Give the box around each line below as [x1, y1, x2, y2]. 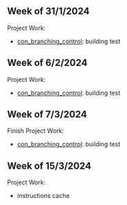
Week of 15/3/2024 [7, 160, 91, 171]
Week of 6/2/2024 [7, 57, 88, 69]
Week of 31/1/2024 [7, 6, 90, 17]
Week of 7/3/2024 [7, 109, 87, 120]
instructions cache [16, 192, 70, 200]
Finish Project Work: [7, 127, 65, 135]
